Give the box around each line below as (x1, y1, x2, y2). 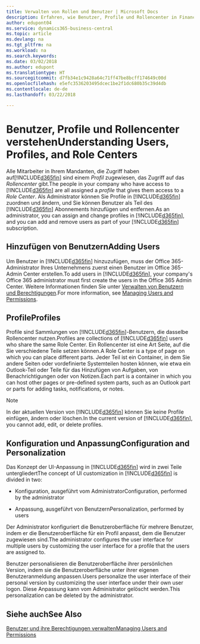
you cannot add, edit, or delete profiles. (6, 421, 103, 429)
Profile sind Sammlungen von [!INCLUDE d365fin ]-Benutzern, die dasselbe (6, 329, 189, 336)
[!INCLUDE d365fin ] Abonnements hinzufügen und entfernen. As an (6, 205, 170, 212)
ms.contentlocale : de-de (6, 86, 68, 92)
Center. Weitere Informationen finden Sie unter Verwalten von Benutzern (6, 283, 184, 290)
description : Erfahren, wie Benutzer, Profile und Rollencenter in (6, 14, 177, 20)
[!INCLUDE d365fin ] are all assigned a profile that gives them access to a (6, 186, 184, 193)
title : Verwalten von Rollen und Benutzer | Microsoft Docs (6, 8, 159, 15)
